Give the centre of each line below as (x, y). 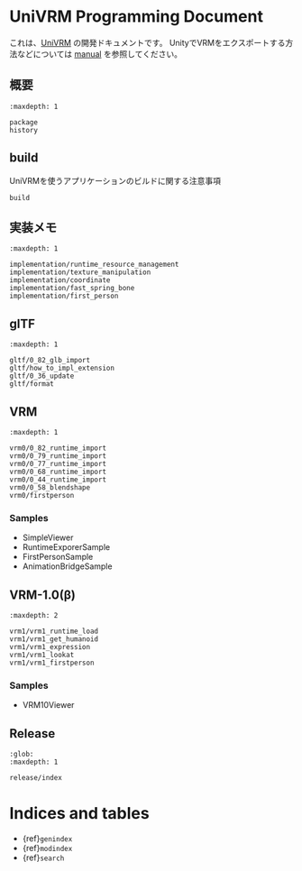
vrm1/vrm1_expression (50, 647)
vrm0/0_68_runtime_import (58, 472)
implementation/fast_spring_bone (72, 289)
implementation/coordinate (60, 280)
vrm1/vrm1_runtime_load (54, 632)
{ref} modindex (47, 848)
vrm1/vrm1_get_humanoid (54, 639)
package (24, 122)
